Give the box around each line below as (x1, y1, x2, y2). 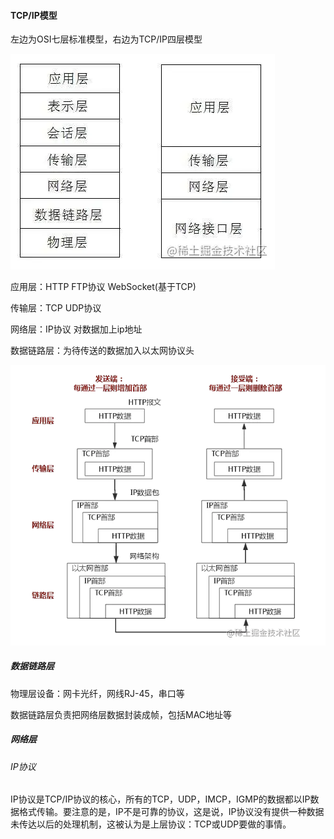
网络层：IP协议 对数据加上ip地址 (10, 323, 143, 335)
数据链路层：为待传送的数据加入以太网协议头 (10, 345, 195, 357)
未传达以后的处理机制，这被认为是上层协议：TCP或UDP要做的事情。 (10, 818, 292, 830)
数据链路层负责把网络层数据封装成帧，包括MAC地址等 (10, 708, 233, 720)
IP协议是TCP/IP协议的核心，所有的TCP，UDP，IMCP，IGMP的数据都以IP (10, 793, 311, 805)
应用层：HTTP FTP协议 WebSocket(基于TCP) (10, 281, 197, 293)
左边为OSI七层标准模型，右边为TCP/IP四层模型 (10, 33, 203, 45)
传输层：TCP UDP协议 (10, 302, 102, 314)
